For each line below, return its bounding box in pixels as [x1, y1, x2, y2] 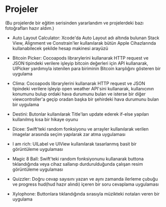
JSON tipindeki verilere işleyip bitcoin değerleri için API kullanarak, [12, 60, 149, 66]
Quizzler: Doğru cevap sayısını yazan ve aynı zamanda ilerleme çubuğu [12, 176, 158, 182]
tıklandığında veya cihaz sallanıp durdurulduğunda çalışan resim [12, 161, 143, 167]
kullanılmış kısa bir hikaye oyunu [12, 116, 78, 122]
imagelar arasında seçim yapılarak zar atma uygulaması [12, 131, 125, 137]
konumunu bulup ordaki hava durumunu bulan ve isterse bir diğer [12, 91, 146, 97]
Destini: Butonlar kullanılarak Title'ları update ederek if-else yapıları [12, 111, 149, 117]
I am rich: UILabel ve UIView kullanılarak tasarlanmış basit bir [12, 140, 137, 147]
